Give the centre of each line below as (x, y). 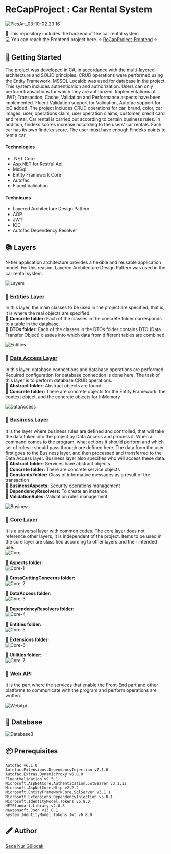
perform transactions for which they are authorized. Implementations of (80, 91)
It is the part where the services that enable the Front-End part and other (82, 685)
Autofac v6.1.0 (21, 766)
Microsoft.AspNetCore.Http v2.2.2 (42, 788)
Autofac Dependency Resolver (45, 231)
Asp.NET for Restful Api (38, 164)
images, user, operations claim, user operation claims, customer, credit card (85, 113)
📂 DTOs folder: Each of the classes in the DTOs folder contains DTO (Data (83, 329)
